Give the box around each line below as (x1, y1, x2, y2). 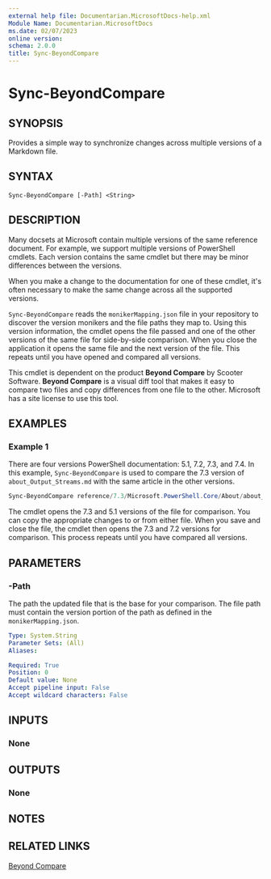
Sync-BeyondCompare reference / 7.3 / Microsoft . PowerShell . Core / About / (8, 492, 244, 501)
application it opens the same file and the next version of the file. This (8, 343, 240, 353)
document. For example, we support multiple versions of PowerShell (8, 243, 236, 253)
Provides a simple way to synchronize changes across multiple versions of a (8, 138, 262, 147)
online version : (8, 34, 63, 43)
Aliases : (8, 646, 38, 655)
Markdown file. (8, 146, 58, 156)
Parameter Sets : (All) (8, 639, 85, 647)
